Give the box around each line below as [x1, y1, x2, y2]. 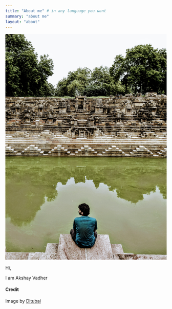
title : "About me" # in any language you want [5, 8, 106, 13]
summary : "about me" [5, 13, 50, 19]
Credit [5, 286, 19, 293]
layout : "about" [5, 19, 40, 24]
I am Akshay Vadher [5, 275, 48, 281]
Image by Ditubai [5, 298, 41, 304]
